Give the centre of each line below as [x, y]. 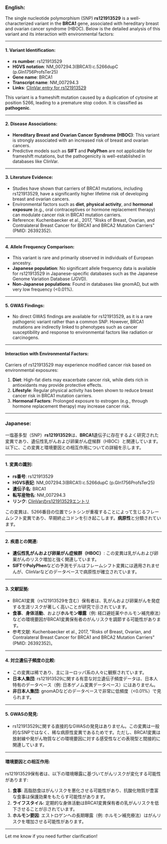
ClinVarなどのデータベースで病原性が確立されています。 [83, 572]
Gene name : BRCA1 [32, 77]
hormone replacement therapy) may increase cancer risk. [71, 406]
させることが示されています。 [47, 809]
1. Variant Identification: [30, 50]
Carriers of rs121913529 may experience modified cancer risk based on [78, 365]
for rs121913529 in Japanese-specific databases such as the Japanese [85, 274]
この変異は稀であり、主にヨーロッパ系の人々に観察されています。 [80, 672]
